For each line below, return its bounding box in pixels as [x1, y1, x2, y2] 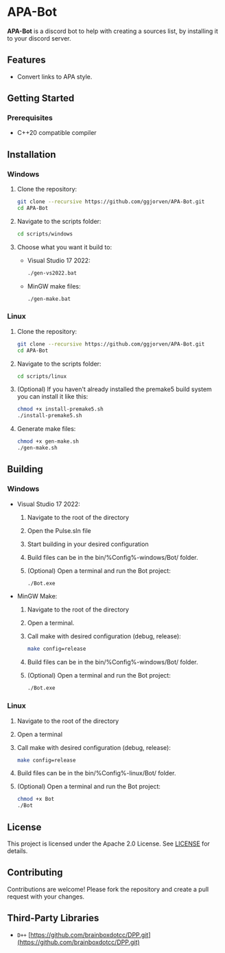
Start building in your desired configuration [27, 540, 149, 548]
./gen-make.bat [27, 295, 71, 302]
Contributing [7, 867, 63, 879]
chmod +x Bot [16, 796, 55, 803]
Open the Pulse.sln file [27, 526, 91, 534]
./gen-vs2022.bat [27, 269, 78, 276]
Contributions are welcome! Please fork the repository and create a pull [7, 885, 209, 893]
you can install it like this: [16, 392, 88, 401]
